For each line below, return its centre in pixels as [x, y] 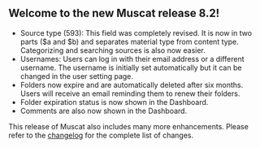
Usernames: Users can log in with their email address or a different [132, 59]
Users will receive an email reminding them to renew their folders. [130, 94]
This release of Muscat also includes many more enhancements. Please [129, 126]
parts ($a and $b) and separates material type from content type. [129, 41]
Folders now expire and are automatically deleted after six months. [132, 85]
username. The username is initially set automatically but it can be [131, 67]
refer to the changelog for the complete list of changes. [101, 135]
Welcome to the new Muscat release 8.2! [114, 13]
